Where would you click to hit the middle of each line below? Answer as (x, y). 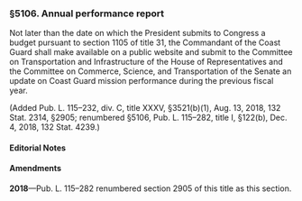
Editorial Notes (37, 148)
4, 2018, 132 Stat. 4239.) (55, 127)
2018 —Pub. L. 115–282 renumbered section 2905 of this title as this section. (151, 188)
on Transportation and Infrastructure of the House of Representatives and (146, 62)
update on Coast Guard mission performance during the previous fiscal (142, 81)
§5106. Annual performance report (87, 14)
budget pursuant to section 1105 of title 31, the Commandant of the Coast (145, 42)
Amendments (35, 169)
